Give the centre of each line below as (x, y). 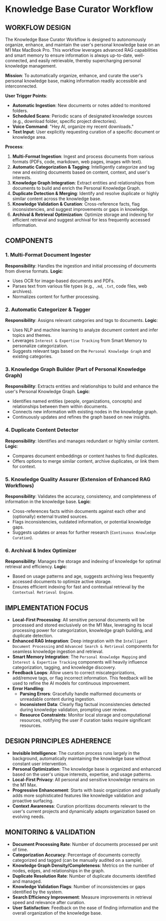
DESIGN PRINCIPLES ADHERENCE (58, 741)
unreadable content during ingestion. (57, 699)
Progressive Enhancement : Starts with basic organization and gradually (86, 790)
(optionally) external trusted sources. (50, 516)
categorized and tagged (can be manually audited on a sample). (78, 860)
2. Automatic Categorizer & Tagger (48, 309)
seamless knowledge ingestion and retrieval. (58, 651)
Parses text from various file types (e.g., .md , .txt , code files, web (80, 286)
